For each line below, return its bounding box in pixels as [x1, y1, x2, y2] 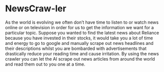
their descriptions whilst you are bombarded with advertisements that [5, 45, 147, 51]
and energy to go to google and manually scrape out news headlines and [5, 40, 154, 46]
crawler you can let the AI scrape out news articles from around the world [5, 56, 155, 62]
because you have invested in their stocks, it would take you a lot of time [5, 35, 153, 41]
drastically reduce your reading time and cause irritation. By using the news [5, 50, 159, 57]
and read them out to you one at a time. [5, 61, 85, 67]
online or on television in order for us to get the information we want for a [5, 24, 154, 30]
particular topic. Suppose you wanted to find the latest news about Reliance [5, 30, 160, 36]
